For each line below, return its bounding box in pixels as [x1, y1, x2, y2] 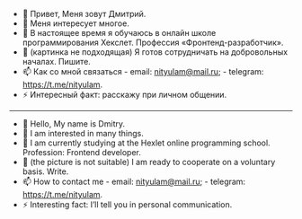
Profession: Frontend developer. [22, 147, 142, 157]
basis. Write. [22, 166, 69, 177]
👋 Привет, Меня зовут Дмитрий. [22, 9, 147, 19]
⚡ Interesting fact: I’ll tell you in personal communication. [22, 199, 233, 210]
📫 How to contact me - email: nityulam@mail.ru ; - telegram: [22, 176, 245, 187]
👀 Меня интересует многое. [22, 18, 130, 29]
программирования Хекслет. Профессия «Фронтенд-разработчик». [22, 37, 284, 48]
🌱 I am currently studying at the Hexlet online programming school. [22, 137, 271, 148]
